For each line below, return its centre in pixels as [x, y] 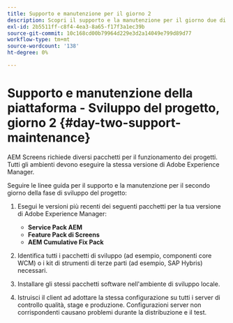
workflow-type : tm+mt [39, 40]
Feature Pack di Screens [63, 234]
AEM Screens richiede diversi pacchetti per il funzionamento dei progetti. [113, 157]
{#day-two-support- [120, 123]
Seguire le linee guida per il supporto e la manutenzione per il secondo [109, 185]
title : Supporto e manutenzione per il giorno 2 [79, 14]
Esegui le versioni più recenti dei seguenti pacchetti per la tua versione [119, 206]
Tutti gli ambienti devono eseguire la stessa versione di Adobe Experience [113, 164]
